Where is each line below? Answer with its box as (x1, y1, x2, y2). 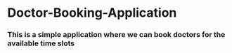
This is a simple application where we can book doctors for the (7, 30, 226, 40)
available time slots (7, 38, 75, 48)
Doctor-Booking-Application (7, 5, 177, 21)
